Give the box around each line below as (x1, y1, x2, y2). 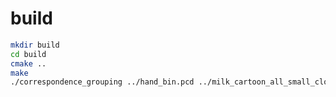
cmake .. (10, 58, 47, 69)
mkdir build (10, 40, 60, 50)
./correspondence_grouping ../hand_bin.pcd (10, 77, 195, 87)
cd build (10, 49, 47, 59)
